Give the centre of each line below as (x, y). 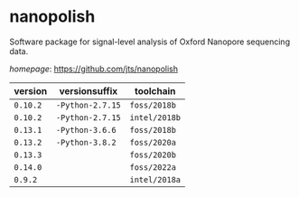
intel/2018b (155, 117)
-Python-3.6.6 (86, 130)
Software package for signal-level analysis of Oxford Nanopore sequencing (150, 42)
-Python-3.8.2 (86, 142)
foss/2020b (153, 155)
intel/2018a (155, 179)
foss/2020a (153, 142)
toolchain (155, 90)
